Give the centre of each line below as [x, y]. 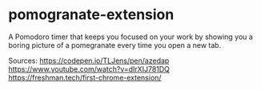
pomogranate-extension [91, 15]
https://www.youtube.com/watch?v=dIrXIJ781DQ [89, 68]
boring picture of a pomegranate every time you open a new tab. [115, 45]
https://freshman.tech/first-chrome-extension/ [85, 77]
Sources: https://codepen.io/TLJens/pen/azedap [89, 61]
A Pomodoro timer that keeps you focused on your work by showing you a [131, 37]
